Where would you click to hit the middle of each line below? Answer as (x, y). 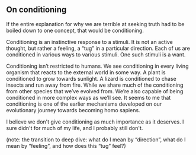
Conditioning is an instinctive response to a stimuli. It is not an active (90, 42)
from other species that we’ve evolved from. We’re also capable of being (95, 91)
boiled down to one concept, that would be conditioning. (75, 30)
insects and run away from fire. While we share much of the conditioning (95, 85)
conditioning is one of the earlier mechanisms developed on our (84, 104)
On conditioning (36, 10)
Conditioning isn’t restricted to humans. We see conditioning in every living (97, 66)
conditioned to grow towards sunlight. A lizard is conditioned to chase (91, 78)
